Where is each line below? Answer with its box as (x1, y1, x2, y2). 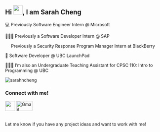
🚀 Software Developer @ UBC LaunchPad (5, 53, 90, 59)
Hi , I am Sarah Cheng (5, 8, 81, 16)
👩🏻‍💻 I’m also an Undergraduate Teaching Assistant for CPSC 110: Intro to (5, 62, 153, 68)
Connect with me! (5, 89, 49, 96)
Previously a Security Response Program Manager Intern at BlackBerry (10, 43, 156, 49)
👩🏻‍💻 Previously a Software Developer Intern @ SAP (5, 33, 110, 39)
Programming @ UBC (5, 67, 49, 73)
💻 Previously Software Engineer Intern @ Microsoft (5, 21, 110, 27)
